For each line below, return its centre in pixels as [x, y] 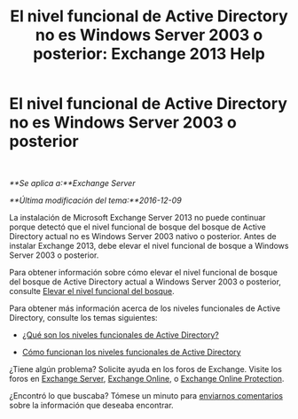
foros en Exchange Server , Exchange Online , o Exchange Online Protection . [147, 378]
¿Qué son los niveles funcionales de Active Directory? [121, 335]
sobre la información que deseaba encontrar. [92, 405]
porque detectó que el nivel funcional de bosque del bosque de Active [137, 227]
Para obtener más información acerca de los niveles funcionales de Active [145, 308]
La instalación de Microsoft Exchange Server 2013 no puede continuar [137, 217]
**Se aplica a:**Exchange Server [72, 182]
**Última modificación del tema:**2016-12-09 [95, 200]
